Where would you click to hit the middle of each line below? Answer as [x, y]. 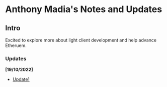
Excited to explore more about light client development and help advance [81, 40]
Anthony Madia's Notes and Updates [84, 9]
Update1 [21, 79]
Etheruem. [16, 46]
